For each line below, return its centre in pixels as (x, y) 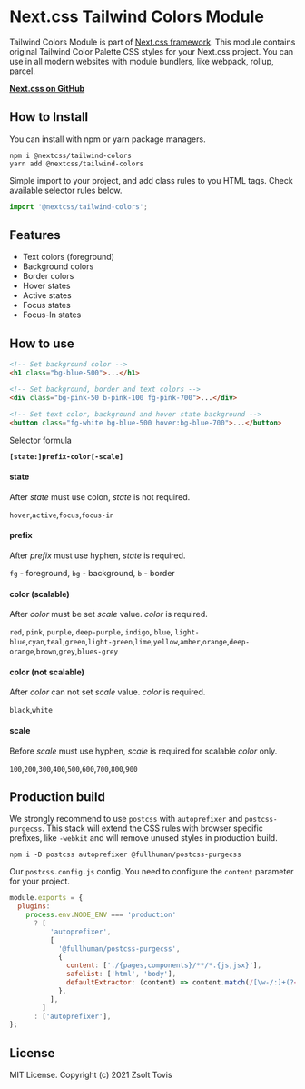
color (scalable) (39, 594)
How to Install (49, 117)
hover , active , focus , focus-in (62, 515)
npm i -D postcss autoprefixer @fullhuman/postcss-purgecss (126, 855)
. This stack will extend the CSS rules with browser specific (152, 828)
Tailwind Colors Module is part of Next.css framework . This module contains (152, 42)
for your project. (40, 881)
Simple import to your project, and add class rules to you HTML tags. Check (151, 180)
